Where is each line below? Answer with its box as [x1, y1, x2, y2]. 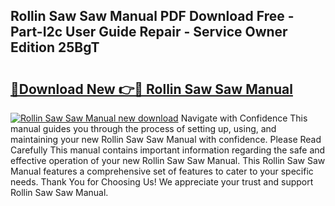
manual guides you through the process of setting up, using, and [10, 123, 277, 134]
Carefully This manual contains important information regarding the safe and [10, 144, 326, 156]
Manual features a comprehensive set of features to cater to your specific [10, 165, 314, 177]
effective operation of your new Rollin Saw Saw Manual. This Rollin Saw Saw [10, 155, 326, 166]
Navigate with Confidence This [180, 112, 308, 124]
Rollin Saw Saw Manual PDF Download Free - [10, 8, 295, 25]
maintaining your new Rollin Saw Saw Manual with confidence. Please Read [10, 134, 322, 145]
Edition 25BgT [10, 39, 100, 56]
